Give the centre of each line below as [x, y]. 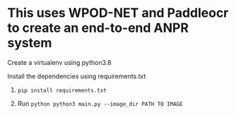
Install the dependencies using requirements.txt [77, 76]
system [30, 43]
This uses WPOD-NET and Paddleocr [118, 13]
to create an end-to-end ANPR [98, 28]
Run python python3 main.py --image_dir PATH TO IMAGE [100, 103]
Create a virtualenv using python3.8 [59, 62]
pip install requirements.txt [62, 90]
